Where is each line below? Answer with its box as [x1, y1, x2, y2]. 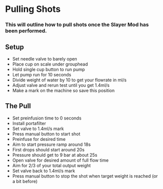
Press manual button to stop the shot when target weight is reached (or [12, 173, 158, 179]
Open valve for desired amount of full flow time [12, 157, 109, 163]
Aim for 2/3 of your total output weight [12, 162, 91, 168]
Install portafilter [12, 120, 46, 126]
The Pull [5, 102, 31, 110]
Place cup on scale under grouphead [12, 61, 88, 67]
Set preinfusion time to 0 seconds [12, 115, 82, 121]
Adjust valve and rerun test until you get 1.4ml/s [12, 82, 110, 88]
